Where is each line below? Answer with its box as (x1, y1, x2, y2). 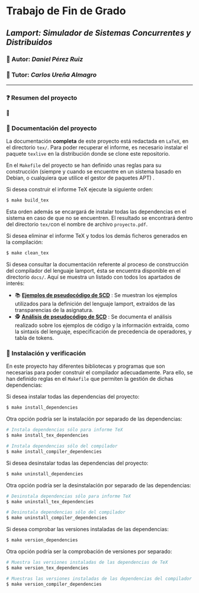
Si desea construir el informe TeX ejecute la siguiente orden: (6, 186, 153, 193)
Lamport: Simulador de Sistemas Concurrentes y (6, 28, 191, 38)
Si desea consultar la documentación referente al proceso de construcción (6, 261, 188, 268)
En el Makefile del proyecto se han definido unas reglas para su (6, 162, 162, 169)
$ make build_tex (6, 197, 49, 203)
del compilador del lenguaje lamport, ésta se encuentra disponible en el (6, 267, 181, 275)
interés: (6, 280, 25, 287)
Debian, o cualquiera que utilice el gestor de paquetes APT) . (6, 174, 155, 182)
